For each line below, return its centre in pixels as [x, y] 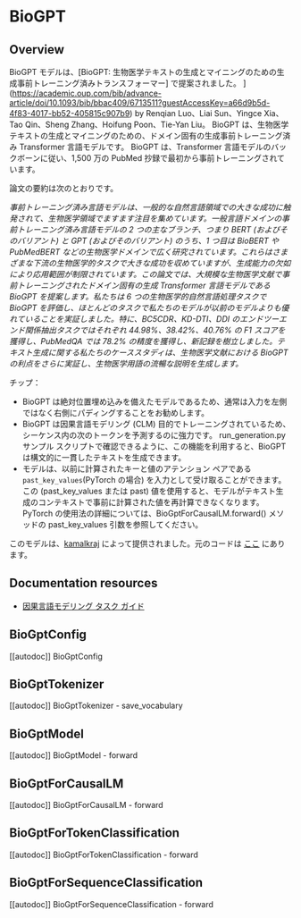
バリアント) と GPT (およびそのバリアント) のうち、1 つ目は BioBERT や [148, 240]
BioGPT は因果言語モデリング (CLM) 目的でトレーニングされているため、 [156, 424]
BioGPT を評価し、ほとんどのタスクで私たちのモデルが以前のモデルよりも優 [149, 307]
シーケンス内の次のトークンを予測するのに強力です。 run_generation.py [154, 435]
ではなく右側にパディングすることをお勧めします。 [116, 413]
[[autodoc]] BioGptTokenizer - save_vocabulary [96, 706]
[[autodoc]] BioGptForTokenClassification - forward [104, 855]
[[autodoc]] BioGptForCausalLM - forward [86, 805]
